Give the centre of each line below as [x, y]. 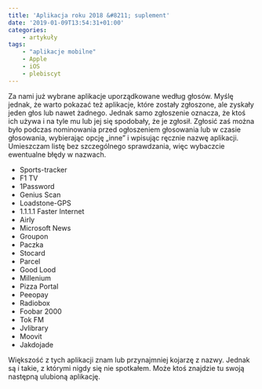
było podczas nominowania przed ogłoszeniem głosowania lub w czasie [125, 129]
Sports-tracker [44, 169]
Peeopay [34, 294]
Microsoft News [45, 227]
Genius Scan [40, 194]
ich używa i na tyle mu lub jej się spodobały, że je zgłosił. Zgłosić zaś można [131, 121]
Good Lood [38, 269]
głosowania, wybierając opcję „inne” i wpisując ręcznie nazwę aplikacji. [124, 137]
